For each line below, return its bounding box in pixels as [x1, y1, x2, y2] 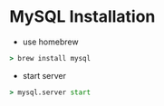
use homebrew [22, 36, 79, 47]
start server [22, 70, 66, 81]
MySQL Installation [9, 6, 156, 27]
